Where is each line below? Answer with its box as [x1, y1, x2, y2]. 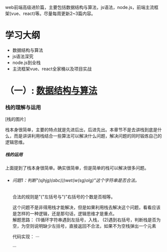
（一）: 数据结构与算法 [5, 85, 97, 96]
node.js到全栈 [12, 59, 41, 66]
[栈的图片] [5, 116, 26, 122]
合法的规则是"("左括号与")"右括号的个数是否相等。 [12, 193, 116, 200]
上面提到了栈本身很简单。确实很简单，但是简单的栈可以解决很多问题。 [5, 165, 149, 171]
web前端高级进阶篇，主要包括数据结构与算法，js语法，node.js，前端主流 [5, 4, 154, 10]
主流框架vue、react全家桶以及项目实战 [12, 66, 92, 72]
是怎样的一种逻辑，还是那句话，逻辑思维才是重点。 [12, 210, 117, 216]
